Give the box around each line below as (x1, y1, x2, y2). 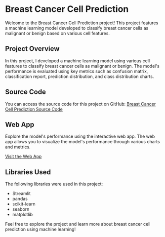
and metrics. (5, 144, 31, 150)
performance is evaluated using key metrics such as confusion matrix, (5, 68, 148, 74)
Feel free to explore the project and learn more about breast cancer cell (5, 221, 151, 227)
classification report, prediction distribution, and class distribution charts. (5, 73, 154, 79)
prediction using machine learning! (5, 226, 76, 233)
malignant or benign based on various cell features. (5, 30, 110, 36)
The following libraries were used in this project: (5, 181, 103, 187)
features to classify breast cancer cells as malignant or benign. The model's (5, 63, 160, 69)
